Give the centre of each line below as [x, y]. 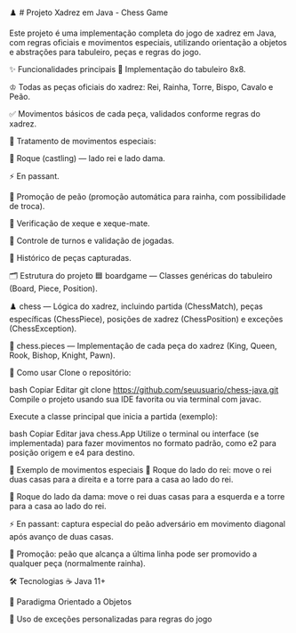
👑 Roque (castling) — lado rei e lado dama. [88, 158]
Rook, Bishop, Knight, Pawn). [62, 355]
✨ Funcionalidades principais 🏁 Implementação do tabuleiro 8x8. [128, 69]
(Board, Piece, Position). [53, 288]
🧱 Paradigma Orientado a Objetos [70, 602]
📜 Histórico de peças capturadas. [70, 258]
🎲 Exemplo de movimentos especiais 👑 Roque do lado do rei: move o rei [140, 470]
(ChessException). [43, 329]
